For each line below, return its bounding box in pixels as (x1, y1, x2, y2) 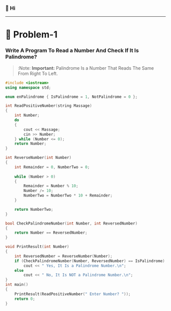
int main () (5, 282, 28, 287)
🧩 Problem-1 (5, 29, 58, 40)
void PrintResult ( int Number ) (5, 244, 70, 249)
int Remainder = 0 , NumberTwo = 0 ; (14, 164, 90, 169)
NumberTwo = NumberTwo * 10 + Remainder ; (23, 193, 113, 198)
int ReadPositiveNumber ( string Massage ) (5, 103, 93, 108)
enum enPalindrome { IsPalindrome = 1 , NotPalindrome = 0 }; (5, 94, 138, 99)
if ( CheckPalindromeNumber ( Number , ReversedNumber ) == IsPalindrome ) (14, 258, 165, 264)
